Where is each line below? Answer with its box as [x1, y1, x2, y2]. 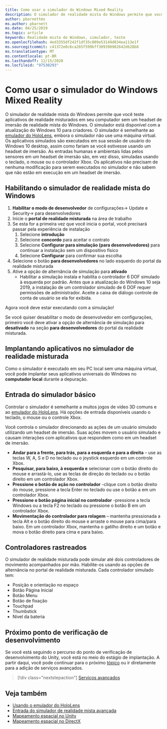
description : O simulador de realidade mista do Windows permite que [5, 12, 153, 17]
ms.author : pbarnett [5, 21, 48, 26]
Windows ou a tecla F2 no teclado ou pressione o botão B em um [12, 502, 146, 508]
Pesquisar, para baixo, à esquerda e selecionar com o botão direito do [12, 465, 158, 471]
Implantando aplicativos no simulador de [5, 345, 134, 353]
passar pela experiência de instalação [12, 226, 90, 232]
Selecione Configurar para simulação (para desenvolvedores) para [19, 242, 160, 248]
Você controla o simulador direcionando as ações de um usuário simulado [5, 424, 157, 430]
